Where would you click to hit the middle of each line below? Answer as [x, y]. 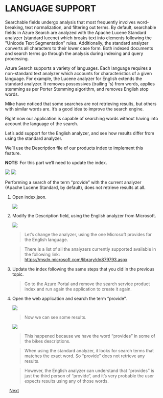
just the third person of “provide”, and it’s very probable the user [89, 375]
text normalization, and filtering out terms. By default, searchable [91, 27]
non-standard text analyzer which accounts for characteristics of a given [79, 73]
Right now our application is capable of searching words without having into [81, 118]
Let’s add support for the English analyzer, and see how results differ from [80, 133]
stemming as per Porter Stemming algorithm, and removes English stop [77, 89]
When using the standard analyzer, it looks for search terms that [89, 350]
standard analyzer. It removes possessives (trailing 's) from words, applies [80, 83]
